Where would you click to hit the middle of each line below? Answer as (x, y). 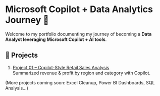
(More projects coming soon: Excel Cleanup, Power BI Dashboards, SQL (80, 82)
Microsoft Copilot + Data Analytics (79, 9)
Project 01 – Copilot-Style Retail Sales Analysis (61, 67)
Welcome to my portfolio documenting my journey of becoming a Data (78, 34)
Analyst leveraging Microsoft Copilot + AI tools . (56, 39)
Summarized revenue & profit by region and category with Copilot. (81, 73)
